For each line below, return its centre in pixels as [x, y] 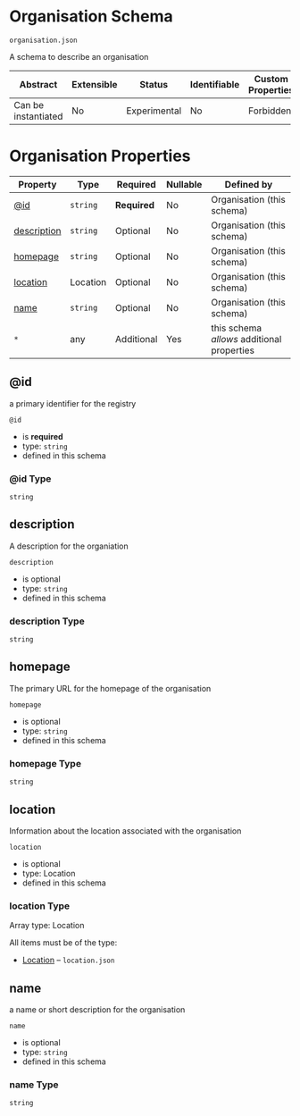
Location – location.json [68, 960]
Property [37, 184]
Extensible [94, 84]
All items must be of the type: [63, 943]
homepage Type [46, 763]
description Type [47, 621]
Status [154, 84]
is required [43, 436]
